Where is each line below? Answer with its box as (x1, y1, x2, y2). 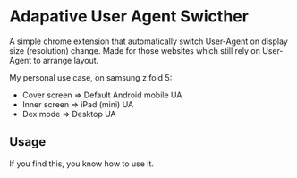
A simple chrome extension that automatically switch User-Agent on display (9, 36, 288, 47)
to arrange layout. (33, 55, 99, 65)
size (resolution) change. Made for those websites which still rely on (9, 45, 261, 55)
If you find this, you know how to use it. (9, 158, 155, 169)
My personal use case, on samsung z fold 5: (9, 72, 173, 82)
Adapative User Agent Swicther (9, 6, 249, 27)
